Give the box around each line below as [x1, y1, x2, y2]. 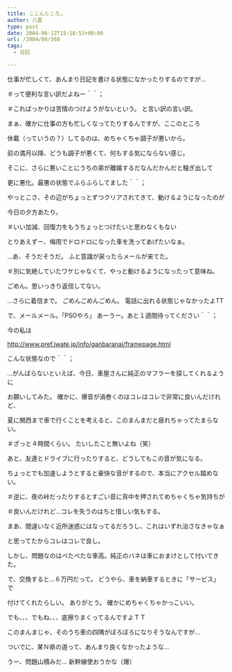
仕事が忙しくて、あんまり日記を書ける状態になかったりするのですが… [7, 74, 206, 83]
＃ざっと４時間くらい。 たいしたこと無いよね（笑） [7, 439, 154, 448]
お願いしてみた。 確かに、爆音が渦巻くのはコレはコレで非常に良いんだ [7, 392, 209, 400]
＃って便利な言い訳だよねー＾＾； [7, 90, 105, 98]
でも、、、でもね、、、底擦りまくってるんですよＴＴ [7, 613, 147, 621]
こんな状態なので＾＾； [7, 354, 74, 362]
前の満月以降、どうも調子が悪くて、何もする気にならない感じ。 [7, 149, 189, 157]
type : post [7, 23, 39, 30]
